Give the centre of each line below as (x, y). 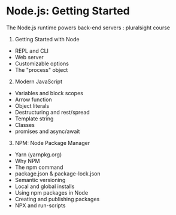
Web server (29, 57)
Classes (25, 125)
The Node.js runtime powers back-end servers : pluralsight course (88, 28)
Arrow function (33, 99)
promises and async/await (47, 131)
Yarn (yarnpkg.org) (38, 155)
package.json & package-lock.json (57, 173)
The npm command (39, 167)
